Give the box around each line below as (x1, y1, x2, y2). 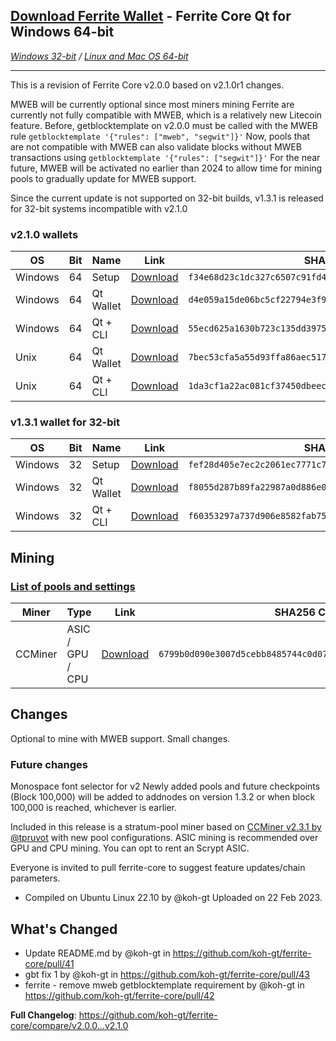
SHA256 (274, 605, 316, 619)
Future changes (10, 757, 89, 771)
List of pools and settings (10, 579, 136, 593)
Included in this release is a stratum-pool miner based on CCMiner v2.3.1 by (10, 821, 322, 833)
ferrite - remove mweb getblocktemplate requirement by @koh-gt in (24, 979, 305, 991)
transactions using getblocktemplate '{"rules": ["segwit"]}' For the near (10, 151, 321, 163)
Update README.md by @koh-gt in (24, 947, 171, 959)
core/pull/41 (24, 958, 75, 970)
